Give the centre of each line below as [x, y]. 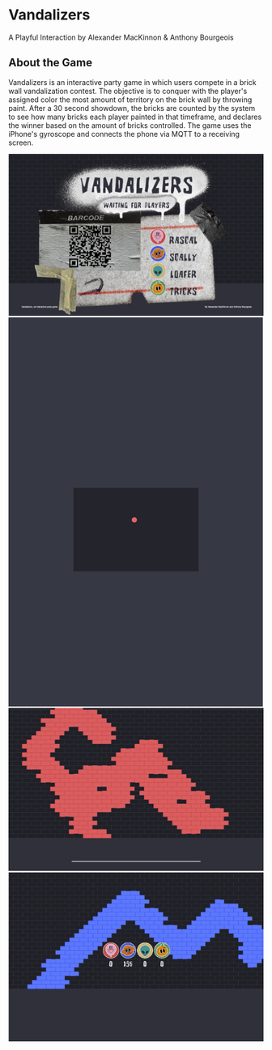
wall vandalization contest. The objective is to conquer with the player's [128, 91]
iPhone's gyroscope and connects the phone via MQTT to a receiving [124, 134]
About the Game [51, 63]
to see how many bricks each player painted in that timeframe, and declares [135, 117]
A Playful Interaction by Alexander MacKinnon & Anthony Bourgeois [121, 37]
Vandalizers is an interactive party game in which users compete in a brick [132, 82]
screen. [21, 142]
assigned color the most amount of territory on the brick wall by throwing [130, 100]
